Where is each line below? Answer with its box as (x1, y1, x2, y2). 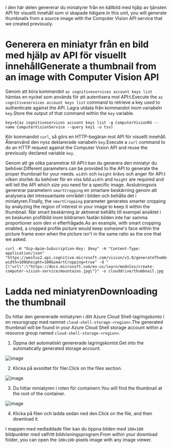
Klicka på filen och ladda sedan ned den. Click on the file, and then (12, 410, 153, 416)
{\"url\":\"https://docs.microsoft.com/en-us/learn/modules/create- (5, 264, 155, 269)
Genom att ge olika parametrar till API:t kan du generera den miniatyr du (5, 160, 157, 166)
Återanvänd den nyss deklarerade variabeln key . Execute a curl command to (5, 139, 165, 145)
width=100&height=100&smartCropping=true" (5, 259, 97, 265)
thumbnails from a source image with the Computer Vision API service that (5, 15, 163, 21)
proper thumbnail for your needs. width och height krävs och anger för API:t (5, 170, 166, 177)
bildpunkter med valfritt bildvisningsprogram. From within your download (5, 431, 158, 437)
